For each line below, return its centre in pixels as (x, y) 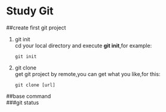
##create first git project (36, 28)
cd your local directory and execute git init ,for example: (83, 46)
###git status (23, 102)
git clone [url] (35, 85)
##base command (29, 96)
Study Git (30, 11)
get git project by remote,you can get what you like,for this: (87, 74)
